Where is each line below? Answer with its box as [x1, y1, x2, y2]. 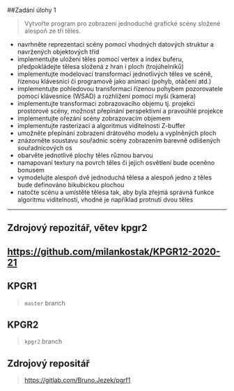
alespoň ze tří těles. [24, 27, 81, 35]
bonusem [17, 166, 45, 174]
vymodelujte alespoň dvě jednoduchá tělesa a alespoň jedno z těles [17, 173, 212, 182]
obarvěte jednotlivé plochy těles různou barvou [17, 151, 153, 159]
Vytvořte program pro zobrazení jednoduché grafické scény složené [24, 19, 221, 27]
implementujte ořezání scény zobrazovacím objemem [17, 114, 171, 122]
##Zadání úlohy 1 [7, 6, 57, 14]
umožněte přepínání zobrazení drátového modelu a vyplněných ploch [17, 129, 217, 137]
